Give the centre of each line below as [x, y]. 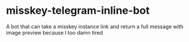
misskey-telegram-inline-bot [78, 11]
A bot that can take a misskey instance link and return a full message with [95, 26]
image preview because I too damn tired [55, 32]
